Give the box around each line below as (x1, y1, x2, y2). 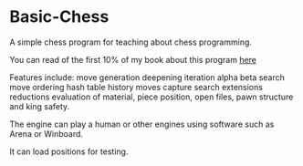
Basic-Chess (9, 6, 110, 27)
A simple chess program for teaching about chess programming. (9, 36, 253, 47)
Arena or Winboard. (9, 128, 84, 139)
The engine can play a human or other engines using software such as (9, 119, 275, 130)
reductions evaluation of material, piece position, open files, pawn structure (9, 91, 294, 102)
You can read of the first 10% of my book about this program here (9, 54, 257, 65)
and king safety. (9, 100, 70, 111)
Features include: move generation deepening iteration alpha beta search (9, 71, 285, 83)
